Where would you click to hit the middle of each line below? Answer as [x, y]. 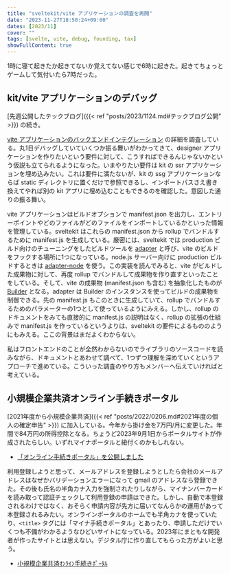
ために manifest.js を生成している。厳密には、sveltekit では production [113, 240]
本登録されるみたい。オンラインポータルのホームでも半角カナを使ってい [109, 514]
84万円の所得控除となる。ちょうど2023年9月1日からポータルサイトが [117, 433]
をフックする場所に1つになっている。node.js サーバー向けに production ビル [115, 257]
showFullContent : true [39, 45]
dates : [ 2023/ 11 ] [32, 26]
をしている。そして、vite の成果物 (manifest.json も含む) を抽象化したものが [115, 283]
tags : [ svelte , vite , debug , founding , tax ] [72, 39]
